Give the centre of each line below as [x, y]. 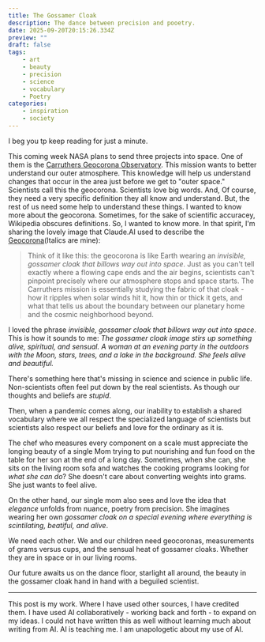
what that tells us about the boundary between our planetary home [136, 306]
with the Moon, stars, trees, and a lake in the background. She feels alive [127, 355]
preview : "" [28, 38]
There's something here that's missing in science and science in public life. [130, 378]
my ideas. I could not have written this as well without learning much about [129, 621]
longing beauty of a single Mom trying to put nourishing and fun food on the [132, 451]
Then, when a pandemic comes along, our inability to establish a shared [125, 410]
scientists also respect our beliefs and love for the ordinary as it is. [116, 427]
